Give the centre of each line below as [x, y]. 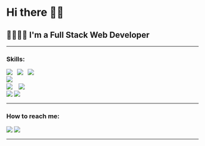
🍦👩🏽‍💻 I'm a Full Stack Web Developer [78, 35]
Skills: [16, 59]
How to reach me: [33, 116]
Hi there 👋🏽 [35, 12]
